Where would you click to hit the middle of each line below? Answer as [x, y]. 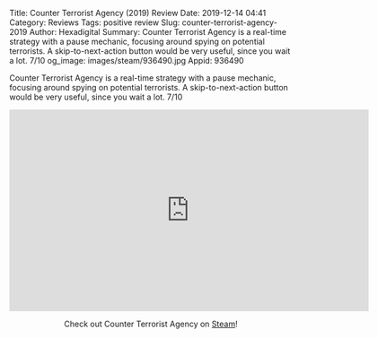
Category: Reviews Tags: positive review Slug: [95, 22]
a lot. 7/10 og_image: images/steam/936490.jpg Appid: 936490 [127, 61]
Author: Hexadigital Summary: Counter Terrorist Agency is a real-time [158, 32]
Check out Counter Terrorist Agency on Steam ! [151, 324]
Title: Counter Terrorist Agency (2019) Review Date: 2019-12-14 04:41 [138, 13]
